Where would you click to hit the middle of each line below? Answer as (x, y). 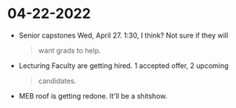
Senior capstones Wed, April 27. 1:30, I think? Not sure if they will (123, 35)
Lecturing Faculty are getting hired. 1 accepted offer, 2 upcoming (123, 65)
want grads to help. (69, 50)
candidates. (57, 81)
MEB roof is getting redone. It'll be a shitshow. (93, 95)
